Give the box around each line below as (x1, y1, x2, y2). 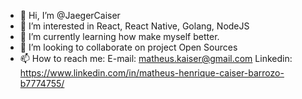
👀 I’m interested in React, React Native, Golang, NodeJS (19, 20, 250, 32)
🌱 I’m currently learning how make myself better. (19, 31, 220, 42)
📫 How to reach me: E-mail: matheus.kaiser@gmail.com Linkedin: (19, 53, 293, 64)
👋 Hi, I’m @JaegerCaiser (19, 10, 121, 21)
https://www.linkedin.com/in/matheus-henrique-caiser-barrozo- (19, 67, 285, 79)
